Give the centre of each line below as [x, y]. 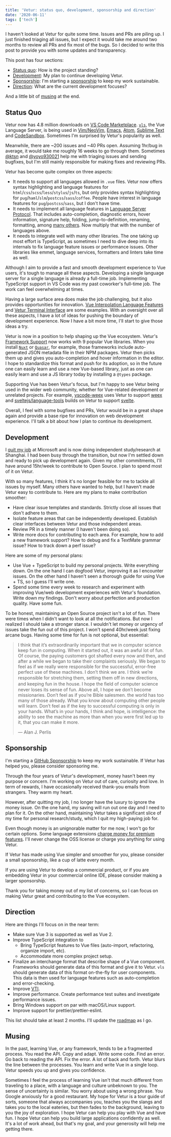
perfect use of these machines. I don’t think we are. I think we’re [85, 672]
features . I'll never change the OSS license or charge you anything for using [85, 839]
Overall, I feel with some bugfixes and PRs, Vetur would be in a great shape [84, 411]
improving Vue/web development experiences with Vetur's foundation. [87, 593]
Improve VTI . [26, 988]
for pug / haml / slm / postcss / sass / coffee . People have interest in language [87, 198]
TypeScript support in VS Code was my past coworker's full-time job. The [83, 284]
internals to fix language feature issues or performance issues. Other [85, 247]
